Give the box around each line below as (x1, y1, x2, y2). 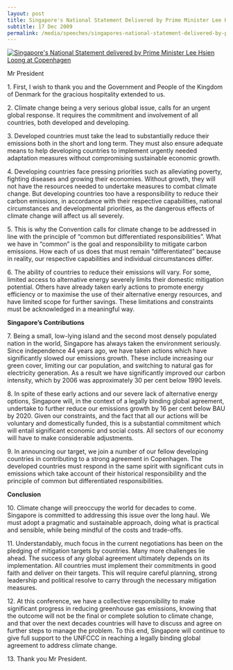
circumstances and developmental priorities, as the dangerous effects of (7, 204, 215, 212)
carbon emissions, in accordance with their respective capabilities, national (7, 197, 223, 206)
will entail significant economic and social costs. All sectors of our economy (7, 426, 224, 435)
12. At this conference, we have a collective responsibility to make (7, 597, 196, 605)
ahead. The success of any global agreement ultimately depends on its (7, 554, 210, 562)
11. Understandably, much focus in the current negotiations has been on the (7, 539, 223, 548)
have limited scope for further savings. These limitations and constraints (7, 298, 214, 306)
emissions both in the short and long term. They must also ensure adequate (7, 140, 223, 148)
